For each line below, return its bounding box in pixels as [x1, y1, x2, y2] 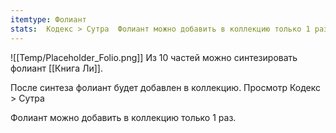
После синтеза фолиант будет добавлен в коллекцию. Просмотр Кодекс [10, 81, 321, 93]
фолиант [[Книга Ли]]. [10, 62, 103, 74]
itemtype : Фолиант [10, 14, 87, 25]
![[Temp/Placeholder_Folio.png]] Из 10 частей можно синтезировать [10, 51, 298, 63]
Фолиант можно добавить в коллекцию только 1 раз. [10, 111, 237, 123]
